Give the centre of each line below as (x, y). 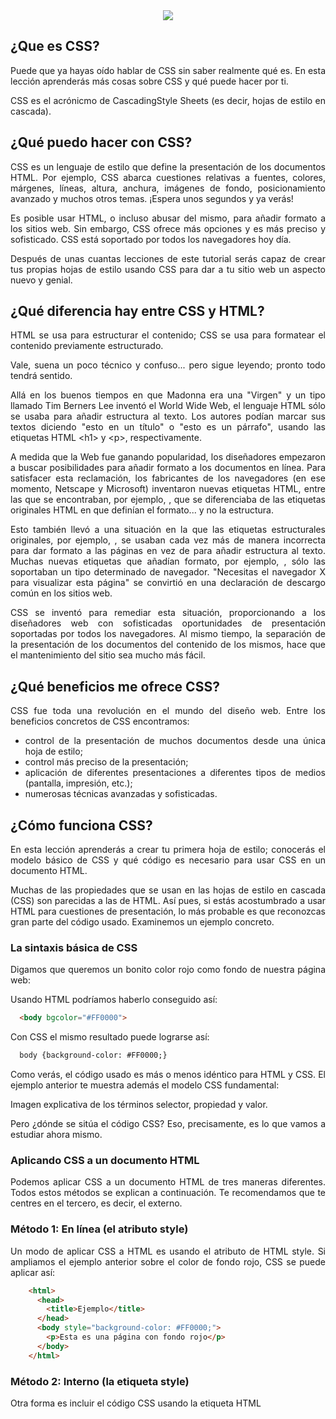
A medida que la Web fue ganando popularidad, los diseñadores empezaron (168, 457)
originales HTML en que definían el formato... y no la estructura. (142, 510)
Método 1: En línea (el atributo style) (99, 1229)
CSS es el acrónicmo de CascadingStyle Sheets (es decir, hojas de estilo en (168, 100)
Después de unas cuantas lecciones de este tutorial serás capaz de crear (168, 258)
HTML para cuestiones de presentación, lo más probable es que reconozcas (168, 911)
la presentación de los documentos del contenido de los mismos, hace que (168, 645)
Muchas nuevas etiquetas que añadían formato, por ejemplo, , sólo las (168, 561)
